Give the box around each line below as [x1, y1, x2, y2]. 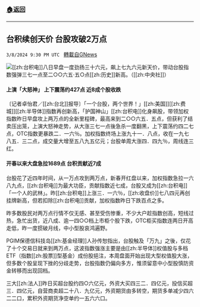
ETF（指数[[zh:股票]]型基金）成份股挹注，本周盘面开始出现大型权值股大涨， [6, 252, 193, 259]
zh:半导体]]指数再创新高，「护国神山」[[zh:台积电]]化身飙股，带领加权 [18, 108, 189, 115]
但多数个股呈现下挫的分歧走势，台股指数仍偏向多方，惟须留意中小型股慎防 [6, 259, 189, 266]
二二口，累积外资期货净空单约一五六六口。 [6, 294, 111, 302]
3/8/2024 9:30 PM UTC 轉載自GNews [6, 51, 98, 58]
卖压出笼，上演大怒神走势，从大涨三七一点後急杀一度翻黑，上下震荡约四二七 [6, 122, 194, 130]
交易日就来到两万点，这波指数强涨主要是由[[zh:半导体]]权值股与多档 [21, 244, 189, 251]
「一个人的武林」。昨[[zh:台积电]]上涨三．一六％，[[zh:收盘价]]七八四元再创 [6, 189, 190, 197]
